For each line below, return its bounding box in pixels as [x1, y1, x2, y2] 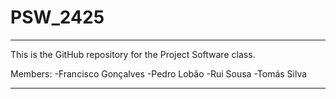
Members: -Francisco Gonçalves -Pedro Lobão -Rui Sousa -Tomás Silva [10, 67, 308, 80]
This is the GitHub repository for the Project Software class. [10, 48, 256, 60]
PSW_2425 [10, 6, 105, 29]
